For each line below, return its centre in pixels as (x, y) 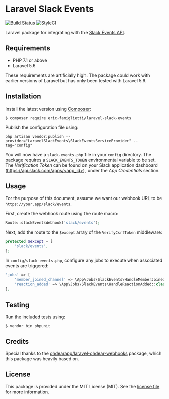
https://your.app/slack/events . (38, 204)
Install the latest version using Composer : (48, 109)
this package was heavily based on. (42, 359)
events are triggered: (27, 266)
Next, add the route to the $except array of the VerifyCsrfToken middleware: (84, 232)
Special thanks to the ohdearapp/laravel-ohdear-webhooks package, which (83, 353)
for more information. (27, 392)
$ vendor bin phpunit (28, 326)
